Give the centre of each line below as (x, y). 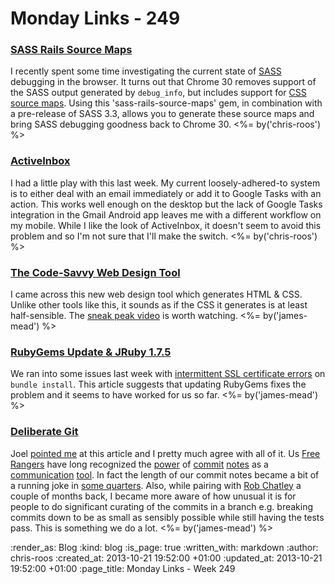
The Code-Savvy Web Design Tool (95, 272)
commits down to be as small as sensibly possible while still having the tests (167, 517)
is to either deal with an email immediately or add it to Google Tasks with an (166, 193)
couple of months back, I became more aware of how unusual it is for (153, 496)
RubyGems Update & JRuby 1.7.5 (91, 352)
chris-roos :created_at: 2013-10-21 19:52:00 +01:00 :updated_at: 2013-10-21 (166, 558)
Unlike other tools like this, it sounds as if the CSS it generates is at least (159, 305)
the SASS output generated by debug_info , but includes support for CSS (158, 93)
